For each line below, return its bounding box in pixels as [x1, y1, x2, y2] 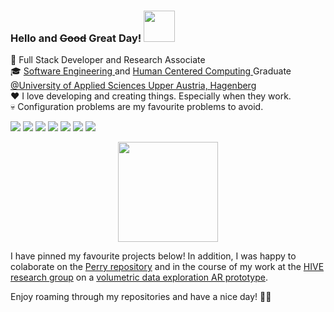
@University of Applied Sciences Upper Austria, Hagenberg [10, 80, 257, 92]
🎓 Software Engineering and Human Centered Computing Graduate [10, 65, 292, 77]
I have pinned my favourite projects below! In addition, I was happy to [10, 250, 297, 262]
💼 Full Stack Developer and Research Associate [10, 54, 206, 66]
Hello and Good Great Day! [10, 31, 142, 45]
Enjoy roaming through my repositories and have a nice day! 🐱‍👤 [10, 291, 272, 303]
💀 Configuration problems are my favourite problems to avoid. [10, 101, 264, 113]
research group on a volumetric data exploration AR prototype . [10, 271, 269, 284]
